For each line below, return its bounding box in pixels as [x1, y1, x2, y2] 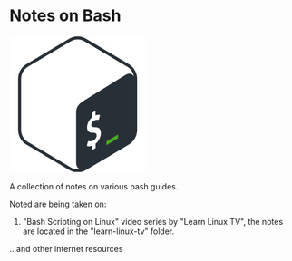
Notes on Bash [9, 5, 122, 26]
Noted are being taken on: [9, 198, 107, 209]
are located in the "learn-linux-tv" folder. [22, 226, 175, 237]
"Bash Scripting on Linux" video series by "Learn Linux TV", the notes [22, 216, 284, 227]
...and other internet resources [9, 243, 123, 254]
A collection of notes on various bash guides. [9, 180, 179, 191]
